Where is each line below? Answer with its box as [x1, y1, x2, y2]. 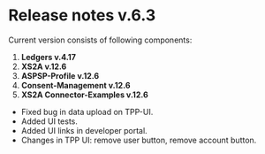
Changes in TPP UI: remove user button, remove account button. [20, 135, 257, 145]
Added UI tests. [20, 116, 79, 127]
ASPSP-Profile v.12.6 [20, 70, 100, 81]
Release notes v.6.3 [8, 5, 156, 26]
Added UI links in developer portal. [20, 125, 148, 135]
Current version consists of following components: [8, 35, 193, 45]
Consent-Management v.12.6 [20, 80, 131, 90]
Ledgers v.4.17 [20, 51, 77, 62]
